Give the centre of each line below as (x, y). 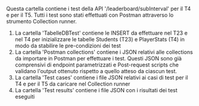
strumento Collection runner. (41, 21)
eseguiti (25, 96)
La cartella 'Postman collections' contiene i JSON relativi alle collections (104, 52)
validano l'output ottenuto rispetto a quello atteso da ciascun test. (96, 71)
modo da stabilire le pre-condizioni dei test (68, 46)
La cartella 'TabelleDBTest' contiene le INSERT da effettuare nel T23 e (101, 33)
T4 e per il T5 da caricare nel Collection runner (73, 84)
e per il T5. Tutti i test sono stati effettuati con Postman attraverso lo (90, 15)
